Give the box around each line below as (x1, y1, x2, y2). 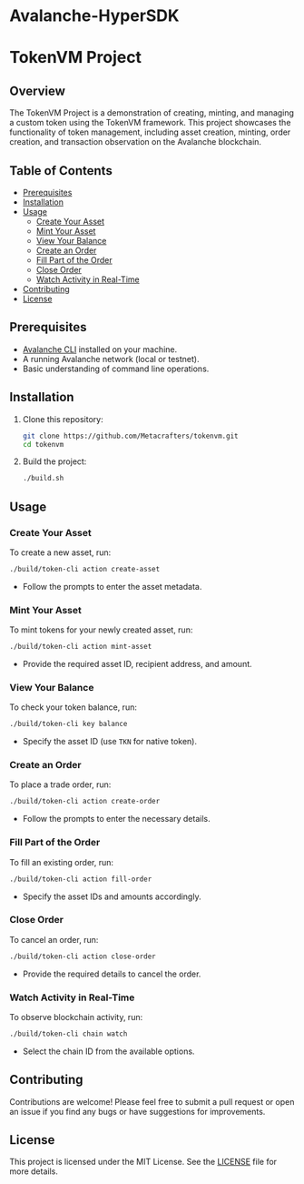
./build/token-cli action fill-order (9, 875, 152, 884)
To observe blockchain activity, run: (9, 1011, 143, 1022)
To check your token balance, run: (9, 702, 138, 713)
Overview (9, 83, 66, 98)
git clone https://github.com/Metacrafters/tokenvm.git (22, 431, 239, 440)
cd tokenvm (22, 440, 64, 449)
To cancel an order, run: (9, 934, 99, 945)
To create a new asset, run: (9, 547, 112, 558)
